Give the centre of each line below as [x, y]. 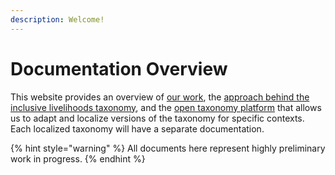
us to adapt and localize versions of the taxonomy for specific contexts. [157, 118]
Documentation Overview [119, 68]
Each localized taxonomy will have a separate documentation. [137, 128]
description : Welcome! [57, 19]
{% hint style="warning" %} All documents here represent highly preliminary [168, 148]
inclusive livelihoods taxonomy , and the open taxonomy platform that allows [166, 107]
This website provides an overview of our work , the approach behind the [160, 97]
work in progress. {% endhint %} [78, 158]
